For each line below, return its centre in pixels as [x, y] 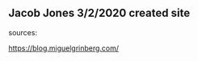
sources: [23, 32]
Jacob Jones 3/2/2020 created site [99, 13]
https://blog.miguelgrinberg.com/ [64, 48]
